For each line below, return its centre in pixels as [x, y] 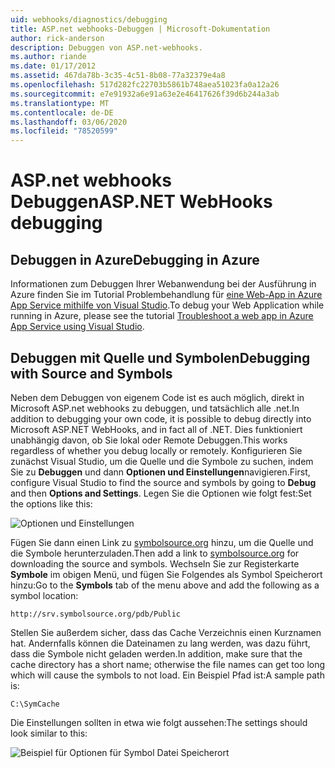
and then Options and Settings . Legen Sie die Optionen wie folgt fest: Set [161, 493]
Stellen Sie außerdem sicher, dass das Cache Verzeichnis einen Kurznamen [166, 632]
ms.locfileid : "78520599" [64, 131]
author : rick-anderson [57, 38]
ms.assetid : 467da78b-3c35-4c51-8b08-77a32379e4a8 [118, 76]
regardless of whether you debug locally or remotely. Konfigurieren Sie [156, 450]
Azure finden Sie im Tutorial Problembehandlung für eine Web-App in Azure [166, 295]
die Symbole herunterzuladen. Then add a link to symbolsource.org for [155, 553]
